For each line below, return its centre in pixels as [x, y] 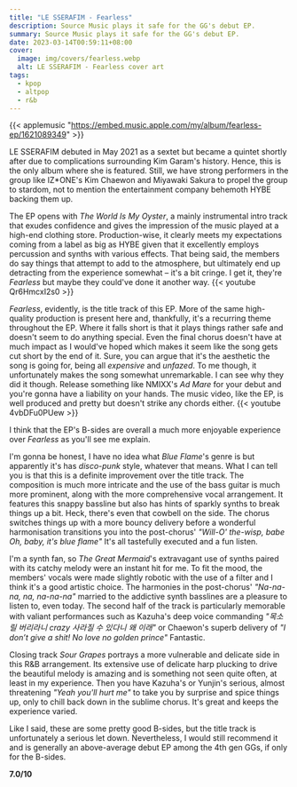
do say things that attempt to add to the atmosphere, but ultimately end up [145, 264]
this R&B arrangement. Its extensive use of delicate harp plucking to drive [143, 664]
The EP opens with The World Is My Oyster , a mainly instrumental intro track [148, 216]
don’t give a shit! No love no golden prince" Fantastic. [107, 638]
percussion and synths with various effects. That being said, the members [145, 254]
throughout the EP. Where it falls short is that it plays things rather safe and [146, 328]
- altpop [33, 91]
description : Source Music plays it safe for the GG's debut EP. [132, 26]
